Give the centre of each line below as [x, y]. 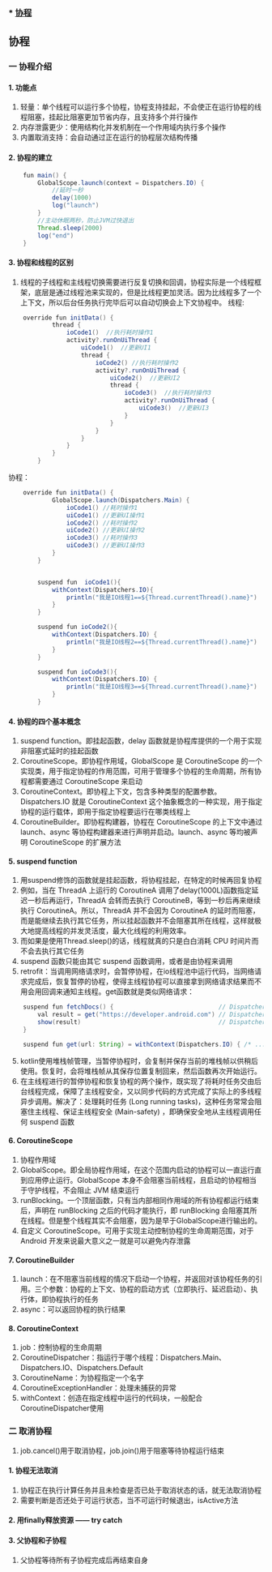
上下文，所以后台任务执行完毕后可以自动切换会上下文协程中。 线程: [132, 302]
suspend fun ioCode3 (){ [77, 672]
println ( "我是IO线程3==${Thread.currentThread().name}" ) [161, 687]
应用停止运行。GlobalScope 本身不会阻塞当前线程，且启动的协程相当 [142, 1180]
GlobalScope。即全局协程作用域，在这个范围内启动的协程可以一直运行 [137, 1170]
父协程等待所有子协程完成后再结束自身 [84, 1560]
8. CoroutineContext [44, 1328]
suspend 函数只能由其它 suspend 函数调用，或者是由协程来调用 [126, 962]
